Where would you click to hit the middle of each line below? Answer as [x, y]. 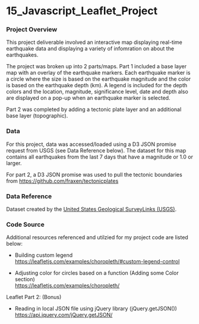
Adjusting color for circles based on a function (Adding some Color [97, 273]
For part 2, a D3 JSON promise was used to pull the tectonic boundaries [94, 174]
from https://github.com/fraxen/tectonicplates [62, 181]
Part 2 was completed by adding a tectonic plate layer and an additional [94, 109]
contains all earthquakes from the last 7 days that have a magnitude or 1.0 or [100, 157]
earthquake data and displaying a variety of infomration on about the [90, 49]
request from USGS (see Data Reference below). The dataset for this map [96, 150]
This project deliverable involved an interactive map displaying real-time [94, 42]
